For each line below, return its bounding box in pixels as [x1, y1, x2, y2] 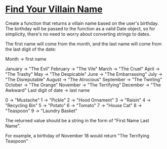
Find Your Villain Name [5, 4, 103, 15]
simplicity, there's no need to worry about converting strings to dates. [5, 31, 151, 37]
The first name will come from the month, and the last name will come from [5, 40, 162, 46]
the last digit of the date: [5, 46, 57, 52]
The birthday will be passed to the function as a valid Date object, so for [5, 25, 155, 31]
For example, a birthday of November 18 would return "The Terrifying [5, 132, 149, 138]
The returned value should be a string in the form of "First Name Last [5, 117, 149, 123]
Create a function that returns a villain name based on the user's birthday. [5, 20, 159, 26]
